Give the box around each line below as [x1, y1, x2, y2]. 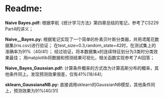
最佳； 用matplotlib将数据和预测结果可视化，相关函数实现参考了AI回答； [9, 54, 155, 60]
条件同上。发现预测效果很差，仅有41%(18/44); [9, 71, 103, 77]
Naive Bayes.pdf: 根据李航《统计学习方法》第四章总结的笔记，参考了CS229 [5, 20, 159, 25]
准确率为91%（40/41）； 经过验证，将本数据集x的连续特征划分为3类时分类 [5, 49, 154, 54]
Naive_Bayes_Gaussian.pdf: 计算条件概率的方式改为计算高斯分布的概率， [5, 65, 155, 71]
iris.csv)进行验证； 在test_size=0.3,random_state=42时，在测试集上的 [15, 42, 156, 48]
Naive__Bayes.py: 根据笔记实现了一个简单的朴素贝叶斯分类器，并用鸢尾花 [5, 36, 155, 42]
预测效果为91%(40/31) [13, 88, 59, 94]
